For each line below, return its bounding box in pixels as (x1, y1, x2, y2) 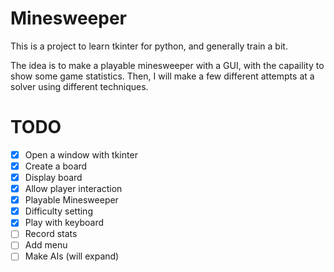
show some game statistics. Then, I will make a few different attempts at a (10, 70, 315, 82)
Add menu (24, 239, 68, 251)
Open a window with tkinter (24, 148, 138, 161)
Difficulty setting (24, 205, 93, 217)
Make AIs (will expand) (24, 250, 120, 262)
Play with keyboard (24, 217, 104, 229)
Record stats (24, 228, 78, 240)
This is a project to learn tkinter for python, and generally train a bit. (10, 40, 288, 52)
